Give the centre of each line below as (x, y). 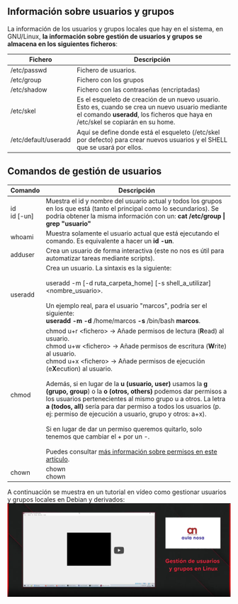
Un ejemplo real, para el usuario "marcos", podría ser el (126, 306)
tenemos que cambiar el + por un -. (98, 436)
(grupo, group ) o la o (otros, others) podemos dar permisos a (136, 391)
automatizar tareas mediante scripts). (100, 258)
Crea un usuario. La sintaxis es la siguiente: (109, 268)
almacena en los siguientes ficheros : (63, 44)
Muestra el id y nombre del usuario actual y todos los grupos (134, 201)
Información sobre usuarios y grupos (91, 12)
